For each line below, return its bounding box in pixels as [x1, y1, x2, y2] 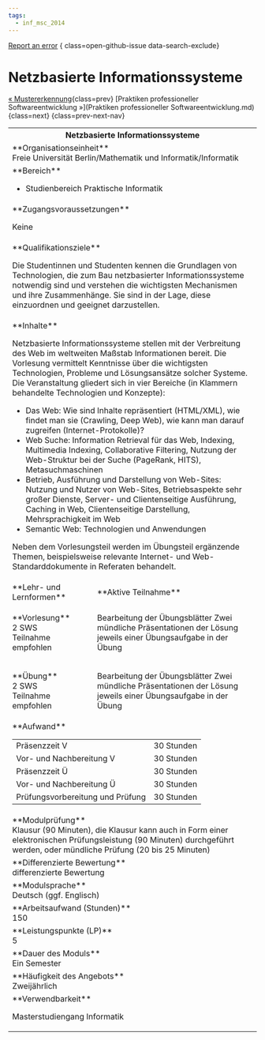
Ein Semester [12, 958, 62, 969]
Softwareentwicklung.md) [170, 103, 255, 112]
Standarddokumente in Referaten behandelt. [12, 561, 177, 573]
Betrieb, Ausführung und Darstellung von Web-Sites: [25, 475, 222, 486]
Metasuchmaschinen [25, 464, 103, 475]
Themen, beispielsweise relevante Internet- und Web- [12, 551, 215, 562]
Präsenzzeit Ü [16, 766, 69, 777]
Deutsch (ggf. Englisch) [12, 890, 100, 901]
